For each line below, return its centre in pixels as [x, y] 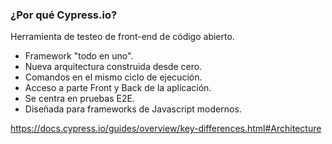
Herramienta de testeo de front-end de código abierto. [122, 37]
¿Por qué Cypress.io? [64, 15]
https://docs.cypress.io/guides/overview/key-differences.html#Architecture [166, 129]
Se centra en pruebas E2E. [79, 99]
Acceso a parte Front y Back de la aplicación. [118, 88]
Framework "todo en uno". [79, 56]
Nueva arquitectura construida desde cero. [113, 67]
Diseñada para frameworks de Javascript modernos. [133, 109]
